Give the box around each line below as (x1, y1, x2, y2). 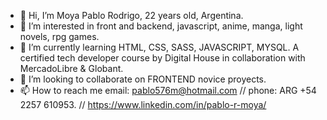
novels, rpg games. (19, 31, 100, 42)
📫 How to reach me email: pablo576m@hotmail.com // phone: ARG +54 (19, 85, 317, 96)
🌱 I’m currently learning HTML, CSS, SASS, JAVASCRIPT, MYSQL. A (19, 41, 300, 53)
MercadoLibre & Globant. (19, 63, 124, 74)
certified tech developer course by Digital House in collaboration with (19, 52, 306, 64)
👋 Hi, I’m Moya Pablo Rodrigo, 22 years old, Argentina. (19, 10, 244, 21)
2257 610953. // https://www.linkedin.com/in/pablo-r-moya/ (19, 99, 267, 110)
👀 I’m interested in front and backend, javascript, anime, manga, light (19, 20, 303, 32)
